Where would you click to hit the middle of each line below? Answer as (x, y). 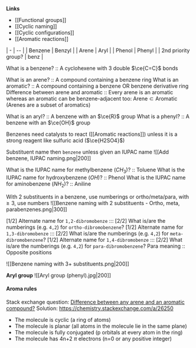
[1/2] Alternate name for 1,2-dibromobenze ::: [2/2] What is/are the (86, 221)
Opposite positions (29, 252)
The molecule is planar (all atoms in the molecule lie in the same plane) (101, 326)
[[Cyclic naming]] (36, 26)
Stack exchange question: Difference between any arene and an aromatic (95, 302)
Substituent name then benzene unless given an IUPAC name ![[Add (88, 152)
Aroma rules (22, 289)
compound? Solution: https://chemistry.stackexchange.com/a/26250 (90, 308)
